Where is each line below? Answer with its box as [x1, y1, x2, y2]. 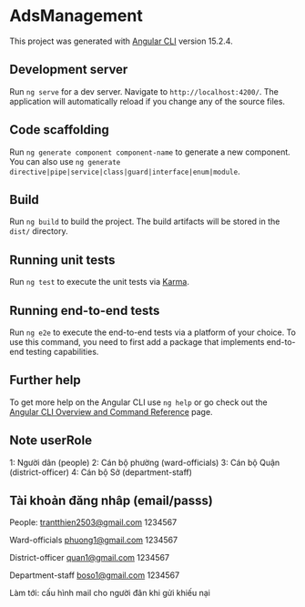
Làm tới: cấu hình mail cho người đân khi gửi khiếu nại [9, 588, 211, 599]
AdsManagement [9, 5, 143, 26]
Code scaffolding [9, 122, 109, 137]
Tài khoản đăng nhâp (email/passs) [9, 493, 214, 509]
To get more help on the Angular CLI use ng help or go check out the [9, 397, 268, 408]
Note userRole [9, 433, 93, 449]
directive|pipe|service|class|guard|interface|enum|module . [9, 166, 240, 177]
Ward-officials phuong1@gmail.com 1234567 [9, 534, 178, 546]
